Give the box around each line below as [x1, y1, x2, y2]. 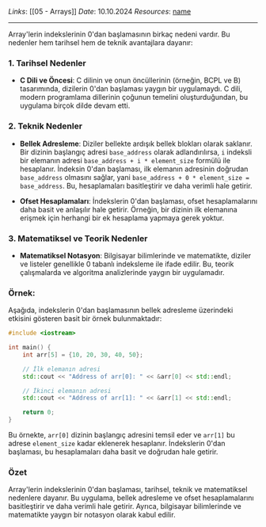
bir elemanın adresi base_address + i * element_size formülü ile [19, 155, 231, 165]
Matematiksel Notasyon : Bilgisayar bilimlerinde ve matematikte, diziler [19, 250, 252, 260]
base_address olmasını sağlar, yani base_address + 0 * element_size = [19, 172, 249, 181]
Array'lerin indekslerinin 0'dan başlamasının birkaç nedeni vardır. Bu [8, 29, 231, 39]
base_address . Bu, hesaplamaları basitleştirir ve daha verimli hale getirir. [19, 181, 253, 190]
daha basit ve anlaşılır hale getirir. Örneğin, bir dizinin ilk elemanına [19, 204, 237, 214]
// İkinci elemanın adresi [22, 387, 112, 395]
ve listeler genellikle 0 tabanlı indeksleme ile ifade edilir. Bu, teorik [19, 259, 234, 269]
